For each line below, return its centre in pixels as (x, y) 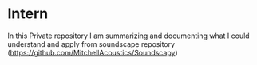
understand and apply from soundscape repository (91, 44)
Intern (28, 14)
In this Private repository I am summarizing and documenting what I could (128, 36)
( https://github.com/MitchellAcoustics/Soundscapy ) (93, 52)
